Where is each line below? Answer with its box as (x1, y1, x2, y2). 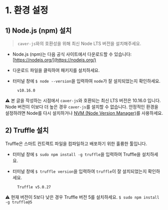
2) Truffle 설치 (5, 126, 49, 135)
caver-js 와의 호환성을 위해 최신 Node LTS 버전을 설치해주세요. (17, 41, 141, 46)
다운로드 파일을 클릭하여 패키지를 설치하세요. (12, 67, 100, 73)
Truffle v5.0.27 (17, 184, 51, 189)
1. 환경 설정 (5, 5, 49, 16)
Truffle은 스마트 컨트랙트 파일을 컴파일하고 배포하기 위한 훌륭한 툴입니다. (5, 141, 147, 147)
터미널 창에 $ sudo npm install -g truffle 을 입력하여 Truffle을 (12, 151, 141, 157)
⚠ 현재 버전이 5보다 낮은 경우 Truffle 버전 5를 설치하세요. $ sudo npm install (5, 194, 159, 200)
